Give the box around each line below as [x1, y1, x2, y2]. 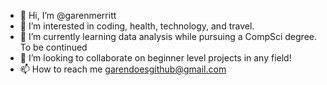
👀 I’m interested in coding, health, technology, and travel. [19, 20, 255, 32]
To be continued [19, 41, 88, 53]
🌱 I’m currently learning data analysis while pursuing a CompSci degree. [19, 31, 317, 42]
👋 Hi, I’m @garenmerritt [19, 10, 117, 21]
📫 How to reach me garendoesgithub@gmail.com [19, 63, 227, 75]
